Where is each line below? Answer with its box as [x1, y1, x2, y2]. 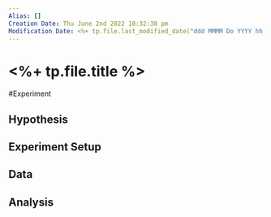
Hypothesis [8, 112, 69, 126]
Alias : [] [8, 11, 42, 20]
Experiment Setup [8, 140, 101, 154]
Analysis [8, 195, 54, 209]
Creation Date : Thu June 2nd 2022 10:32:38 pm [8, 20, 169, 28]
